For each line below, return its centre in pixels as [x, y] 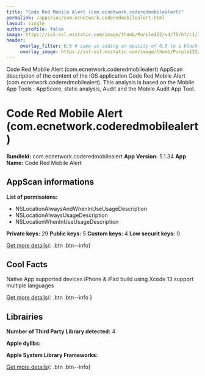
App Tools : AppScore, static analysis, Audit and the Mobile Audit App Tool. [101, 89]
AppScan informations [50, 182]
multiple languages [30, 286]
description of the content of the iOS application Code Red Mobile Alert [96, 76]
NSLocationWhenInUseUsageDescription [67, 221]
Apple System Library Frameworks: [52, 355]
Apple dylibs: [23, 344]
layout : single [26, 23]
